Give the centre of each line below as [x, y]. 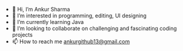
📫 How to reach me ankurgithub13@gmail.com [71, 41]
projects [22, 35]
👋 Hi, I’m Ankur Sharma [41, 9]
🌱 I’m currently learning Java [48, 22]
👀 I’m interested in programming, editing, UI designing [79, 16]
